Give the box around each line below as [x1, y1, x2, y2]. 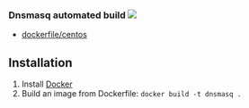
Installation [8, 54, 73, 71]
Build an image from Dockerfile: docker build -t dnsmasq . [21, 88, 242, 99]
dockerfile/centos [21, 29, 87, 40]
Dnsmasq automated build [8, 9, 127, 21]
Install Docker [21, 79, 73, 89]
